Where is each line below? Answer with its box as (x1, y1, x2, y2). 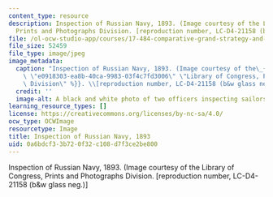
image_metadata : (8, 58, 63, 66)
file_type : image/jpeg (8, 49, 85, 58)
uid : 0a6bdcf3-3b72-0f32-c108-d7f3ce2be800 (8, 139, 158, 148)
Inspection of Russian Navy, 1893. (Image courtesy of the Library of (8, 162, 235, 172)
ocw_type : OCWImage (8, 118, 75, 126)
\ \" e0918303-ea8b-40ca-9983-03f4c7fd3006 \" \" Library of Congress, (23, 72, 260, 80)
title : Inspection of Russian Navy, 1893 (8, 132, 151, 140)
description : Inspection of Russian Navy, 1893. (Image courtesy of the (8, 19, 260, 28)
